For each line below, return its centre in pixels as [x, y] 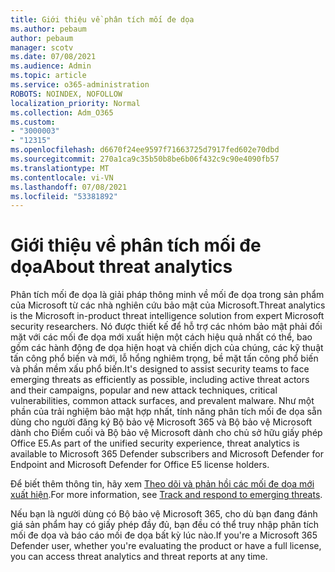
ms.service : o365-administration [80, 85]
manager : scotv [42, 47]
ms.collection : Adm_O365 [62, 112]
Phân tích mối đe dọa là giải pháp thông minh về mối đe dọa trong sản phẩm [167, 295]
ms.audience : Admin [51, 66]
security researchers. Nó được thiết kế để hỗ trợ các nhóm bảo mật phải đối [166, 327]
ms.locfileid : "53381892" [64, 196]
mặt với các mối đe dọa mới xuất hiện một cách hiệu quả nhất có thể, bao [161, 337]
